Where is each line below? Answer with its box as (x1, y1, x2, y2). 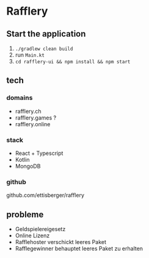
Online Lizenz (15, 232, 50, 239)
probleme (6, 209, 44, 220)
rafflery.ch (15, 107, 42, 115)
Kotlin (15, 156, 30, 163)
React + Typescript (15, 149, 64, 157)
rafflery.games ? (15, 114, 57, 121)
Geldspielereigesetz (15, 226, 66, 233)
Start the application (6, 29, 86, 39)
